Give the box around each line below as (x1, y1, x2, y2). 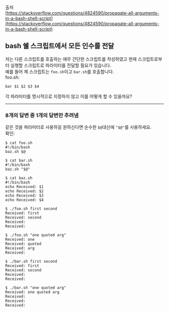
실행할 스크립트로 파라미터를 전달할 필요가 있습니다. (10, 62, 112, 68)
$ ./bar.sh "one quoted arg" (5, 285, 66, 290)
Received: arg (5, 246, 35, 251)
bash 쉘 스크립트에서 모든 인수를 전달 (5, 42, 114, 50)
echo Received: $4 (5, 198, 44, 203)
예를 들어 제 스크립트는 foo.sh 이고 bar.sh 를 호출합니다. (5, 68, 114, 74)
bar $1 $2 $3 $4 (5, 84, 39, 89)
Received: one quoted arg (5, 290, 59, 295)
